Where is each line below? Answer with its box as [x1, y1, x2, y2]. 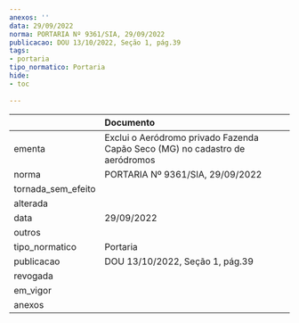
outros [13, 226, 42, 238]
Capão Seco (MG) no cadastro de [104, 142, 246, 154]
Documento [104, 116, 156, 128]
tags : [9, 46, 29, 55]
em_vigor [13, 284, 52, 296]
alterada [13, 197, 49, 210]
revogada [13, 269, 53, 282]
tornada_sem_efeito [13, 182, 96, 195]
